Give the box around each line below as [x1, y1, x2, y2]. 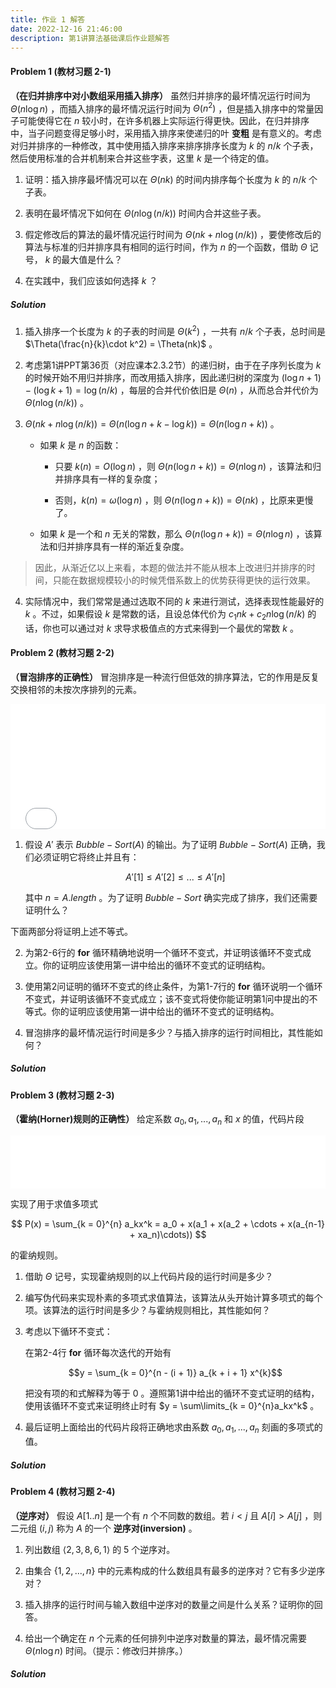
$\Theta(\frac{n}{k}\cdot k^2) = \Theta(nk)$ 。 [24, 337, 218, 350]
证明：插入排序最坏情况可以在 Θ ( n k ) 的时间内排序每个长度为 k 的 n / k [24, 174, 307, 186]
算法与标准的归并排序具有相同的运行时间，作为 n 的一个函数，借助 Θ [24, 241, 308, 253]
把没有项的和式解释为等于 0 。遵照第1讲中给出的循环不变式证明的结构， [24, 1387, 320, 1400]
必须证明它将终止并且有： [33, 851, 140, 863]
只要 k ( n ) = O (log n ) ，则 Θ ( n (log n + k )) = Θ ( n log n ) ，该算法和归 [54, 460, 322, 472]
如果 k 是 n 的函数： [39, 439, 122, 451]
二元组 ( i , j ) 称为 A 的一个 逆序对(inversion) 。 [10, 1522, 198, 1534]
